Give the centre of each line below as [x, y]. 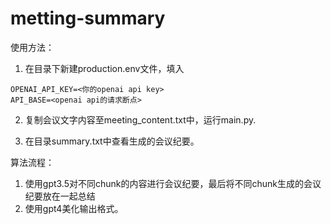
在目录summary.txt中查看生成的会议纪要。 [112, 141]
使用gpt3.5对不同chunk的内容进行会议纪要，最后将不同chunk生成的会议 [173, 183]
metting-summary [88, 18]
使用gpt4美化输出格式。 [74, 208]
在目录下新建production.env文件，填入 [104, 68]
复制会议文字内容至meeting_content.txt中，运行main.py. [140, 119]
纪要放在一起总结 [60, 196]
